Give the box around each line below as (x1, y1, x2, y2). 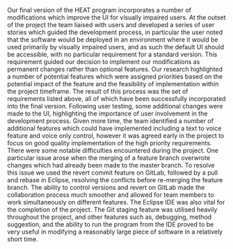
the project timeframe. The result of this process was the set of (7, 87, 188, 95)
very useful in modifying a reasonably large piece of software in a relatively (7, 227, 223, 236)
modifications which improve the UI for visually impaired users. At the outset (7, 13, 226, 22)
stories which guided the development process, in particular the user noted (7, 28, 223, 36)
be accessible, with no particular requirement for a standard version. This (7, 50, 218, 58)
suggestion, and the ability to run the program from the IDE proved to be (7, 220, 214, 228)
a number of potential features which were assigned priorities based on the (7, 72, 223, 81)
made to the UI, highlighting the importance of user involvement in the (7, 109, 208, 118)
